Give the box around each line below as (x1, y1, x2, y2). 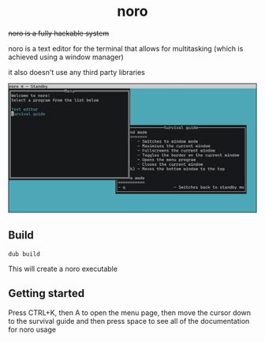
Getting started (8, 287, 85, 300)
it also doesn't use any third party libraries (8, 67, 146, 77)
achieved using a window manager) (8, 52, 124, 62)
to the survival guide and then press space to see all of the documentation (8, 316, 250, 325)
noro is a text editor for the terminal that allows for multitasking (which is (8, 43, 244, 53)
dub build (8, 250, 41, 258)
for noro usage (8, 325, 57, 334)
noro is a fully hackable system (8, 28, 109, 38)
